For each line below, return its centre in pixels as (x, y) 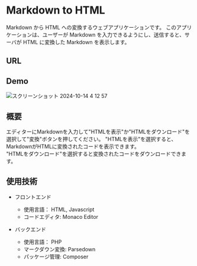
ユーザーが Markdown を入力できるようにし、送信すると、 (114, 35)
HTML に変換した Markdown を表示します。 (76, 42)
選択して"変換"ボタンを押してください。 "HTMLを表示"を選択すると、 (91, 139)
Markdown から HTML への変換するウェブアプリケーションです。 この (91, 27)
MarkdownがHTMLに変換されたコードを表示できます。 (73, 146)
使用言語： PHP (43, 242)
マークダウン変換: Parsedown (59, 249)
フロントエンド (33, 197)
